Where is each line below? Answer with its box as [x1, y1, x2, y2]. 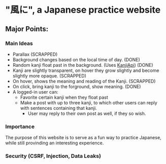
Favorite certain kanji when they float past [20, 94, 108, 100]
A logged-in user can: [12, 89, 58, 95]
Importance [5, 123, 35, 130]
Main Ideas [5, 39, 33, 47]
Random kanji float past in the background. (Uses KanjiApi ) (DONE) [12, 62, 153, 68]
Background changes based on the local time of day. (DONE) [12, 56, 141, 63]
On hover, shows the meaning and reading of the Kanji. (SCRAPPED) [12, 78, 156, 84]
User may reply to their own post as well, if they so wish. [27, 110, 146, 116]
